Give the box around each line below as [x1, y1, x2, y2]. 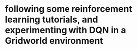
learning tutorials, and [5, 14, 98, 25]
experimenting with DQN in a [5, 25, 126, 36]
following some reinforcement [5, 3, 133, 15]
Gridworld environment [5, 35, 103, 47]
